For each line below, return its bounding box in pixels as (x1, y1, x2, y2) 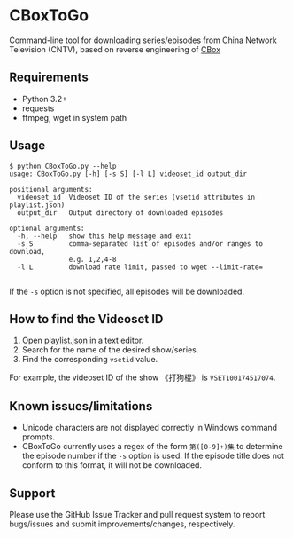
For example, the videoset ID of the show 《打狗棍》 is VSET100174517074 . (9, 372, 276, 383)
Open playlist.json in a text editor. (21, 335, 144, 346)
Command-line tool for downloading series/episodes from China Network (9, 35, 277, 45)
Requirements (9, 70, 89, 85)
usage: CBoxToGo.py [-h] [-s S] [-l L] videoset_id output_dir (9, 170, 248, 178)
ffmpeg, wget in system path (21, 112, 127, 123)
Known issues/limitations (9, 399, 153, 414)
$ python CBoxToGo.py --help (9, 162, 117, 170)
